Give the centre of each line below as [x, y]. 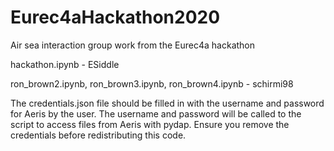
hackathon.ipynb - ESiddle [65, 64]
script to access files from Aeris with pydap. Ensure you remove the [150, 124]
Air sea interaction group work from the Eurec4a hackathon [133, 45]
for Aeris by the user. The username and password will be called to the [156, 113]
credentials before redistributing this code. [98, 135]
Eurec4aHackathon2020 [115, 17]
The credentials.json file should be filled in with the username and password [167, 103]
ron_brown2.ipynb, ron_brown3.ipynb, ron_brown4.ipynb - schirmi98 [152, 83]
